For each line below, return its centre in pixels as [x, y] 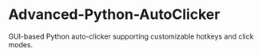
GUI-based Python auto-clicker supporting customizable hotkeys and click [131, 36]
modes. [21, 44]
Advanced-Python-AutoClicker [114, 15]
